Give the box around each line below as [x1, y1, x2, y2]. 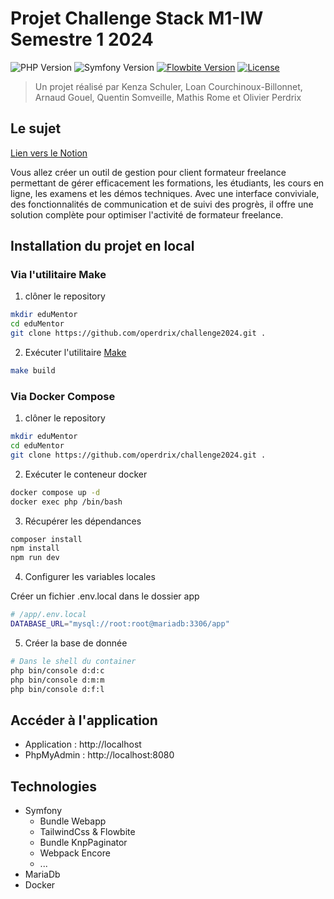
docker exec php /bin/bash [10, 497, 123, 507]
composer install [10, 534, 83, 544]
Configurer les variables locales [24, 571, 156, 583]
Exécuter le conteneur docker [24, 468, 148, 480]
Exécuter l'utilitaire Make [24, 347, 127, 359]
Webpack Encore [39, 847, 111, 859]
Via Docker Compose [10, 389, 116, 403]
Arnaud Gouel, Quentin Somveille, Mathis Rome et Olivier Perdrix [34, 91, 302, 103]
